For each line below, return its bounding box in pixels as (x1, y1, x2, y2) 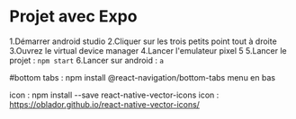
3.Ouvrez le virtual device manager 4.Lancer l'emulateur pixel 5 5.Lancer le (9, 45, 287, 55)
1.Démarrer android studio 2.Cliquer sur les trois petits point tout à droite (9, 36, 277, 47)
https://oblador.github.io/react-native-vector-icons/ (9, 98, 201, 109)
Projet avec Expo (9, 6, 138, 27)
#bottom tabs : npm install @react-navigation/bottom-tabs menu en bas (9, 72, 276, 82)
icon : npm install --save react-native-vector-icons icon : (9, 89, 220, 100)
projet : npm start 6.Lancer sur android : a (9, 55, 165, 65)
